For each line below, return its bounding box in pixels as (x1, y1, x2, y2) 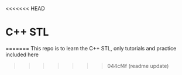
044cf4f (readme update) (107, 62, 169, 69)
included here (5, 51, 39, 58)
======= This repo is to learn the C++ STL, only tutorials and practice (5, 45, 177, 52)
